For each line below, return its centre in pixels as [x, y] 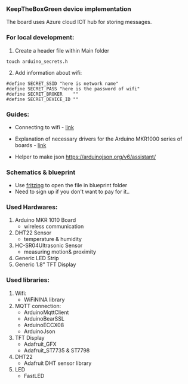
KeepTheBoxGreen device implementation [69, 9]
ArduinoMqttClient [46, 312]
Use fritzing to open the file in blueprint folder [71, 185]
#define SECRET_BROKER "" [42, 94]
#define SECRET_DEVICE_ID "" [42, 99]
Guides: [18, 114]
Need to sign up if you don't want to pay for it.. [72, 192]
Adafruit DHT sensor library [58, 363]
